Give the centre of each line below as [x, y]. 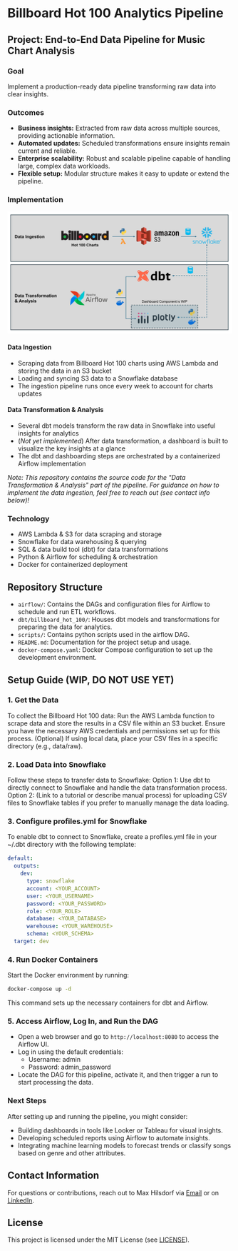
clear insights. [28, 94]
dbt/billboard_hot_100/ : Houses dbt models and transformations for [119, 620]
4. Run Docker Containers [53, 960]
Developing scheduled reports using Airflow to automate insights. [114, 1137]
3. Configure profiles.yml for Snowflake [77, 821]
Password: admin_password [70, 1067]
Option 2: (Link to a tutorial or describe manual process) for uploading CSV [117, 795]
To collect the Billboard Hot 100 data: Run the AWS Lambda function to [111, 715]
